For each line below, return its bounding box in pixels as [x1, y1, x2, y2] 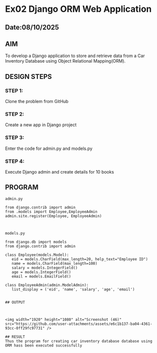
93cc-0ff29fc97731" [5, 325, 45, 331]
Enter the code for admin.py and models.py [5, 145, 93, 151]
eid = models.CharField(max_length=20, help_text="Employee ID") [11, 256, 148, 262]
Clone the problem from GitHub [5, 99, 69, 105]
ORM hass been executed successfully [5, 343, 82, 348]
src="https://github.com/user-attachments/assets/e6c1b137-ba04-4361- [5, 321, 153, 326]
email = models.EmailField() [11, 274, 71, 279]
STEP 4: [5, 158, 25, 165]
